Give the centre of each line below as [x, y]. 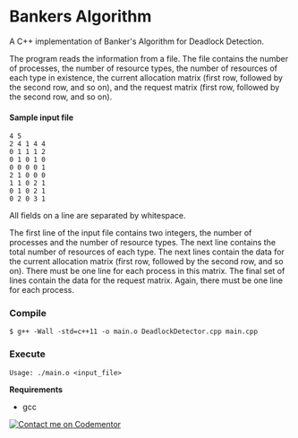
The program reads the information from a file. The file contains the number [149, 58]
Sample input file [42, 117]
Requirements [36, 389]
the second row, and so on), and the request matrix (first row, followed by [145, 87]
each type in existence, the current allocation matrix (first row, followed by [146, 77]
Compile [28, 313]
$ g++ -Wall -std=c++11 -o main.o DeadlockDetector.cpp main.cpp [133, 332]
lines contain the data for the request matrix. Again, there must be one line [146, 280]
